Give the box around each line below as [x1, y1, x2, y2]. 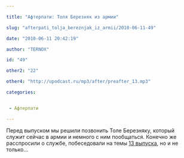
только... [6, 145, 29, 153]
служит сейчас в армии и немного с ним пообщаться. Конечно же [6, 133, 177, 140]
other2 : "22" [6, 68, 39, 74]
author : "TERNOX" [6, 46, 50, 52]
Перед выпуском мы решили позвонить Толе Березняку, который [6, 126, 175, 134]
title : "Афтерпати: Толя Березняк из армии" [6, 14, 119, 20]
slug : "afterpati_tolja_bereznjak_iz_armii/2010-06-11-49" [6, 24, 157, 30]
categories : [6, 89, 36, 95]
